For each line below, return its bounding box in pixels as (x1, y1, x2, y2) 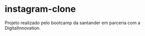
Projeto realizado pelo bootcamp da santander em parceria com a (5, 20, 141, 26)
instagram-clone (5, 3, 76, 15)
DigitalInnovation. (5, 25, 41, 31)
